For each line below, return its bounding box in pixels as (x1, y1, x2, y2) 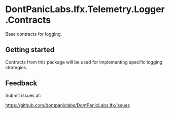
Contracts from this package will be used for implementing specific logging (5, 59, 162, 65)
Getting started (5, 45, 55, 54)
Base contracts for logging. (5, 31, 62, 37)
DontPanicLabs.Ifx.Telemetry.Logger (5, 4, 165, 15)
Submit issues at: (5, 92, 42, 98)
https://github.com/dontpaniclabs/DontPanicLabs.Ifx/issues (5, 102, 130, 108)
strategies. (5, 64, 28, 70)
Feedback (5, 79, 38, 88)
